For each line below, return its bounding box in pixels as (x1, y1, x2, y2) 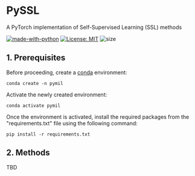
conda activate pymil (6, 102, 61, 108)
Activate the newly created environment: (6, 91, 107, 98)
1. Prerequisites (6, 52, 66, 63)
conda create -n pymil (6, 80, 63, 86)
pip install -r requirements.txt (6, 131, 91, 137)
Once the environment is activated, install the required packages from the (6, 113, 190, 121)
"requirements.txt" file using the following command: (6, 119, 138, 127)
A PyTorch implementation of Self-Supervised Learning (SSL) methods (6, 24, 182, 31)
